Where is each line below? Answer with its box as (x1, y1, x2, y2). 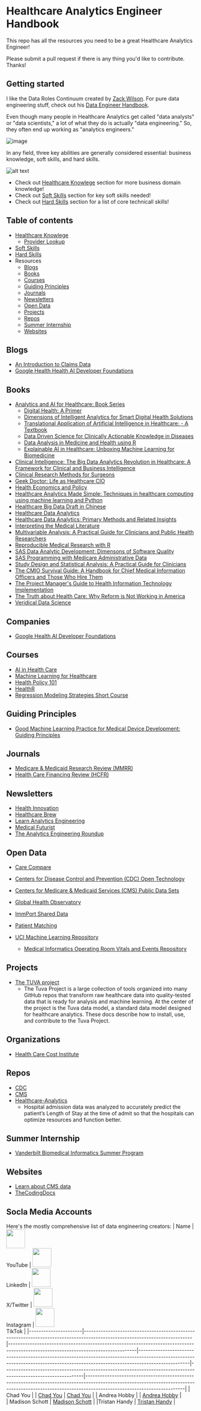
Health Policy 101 (14, 679, 57, 686)
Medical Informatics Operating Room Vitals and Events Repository (23, 945, 187, 953)
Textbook (23, 426, 47, 434)
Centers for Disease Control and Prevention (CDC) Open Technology (14, 875, 185, 883)
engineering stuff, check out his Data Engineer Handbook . (6, 101, 150, 108)
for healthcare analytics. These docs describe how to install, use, (23, 1011, 185, 1018)
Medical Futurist (14, 824, 55, 831)
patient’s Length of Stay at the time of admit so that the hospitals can (23, 1109, 194, 1117)
